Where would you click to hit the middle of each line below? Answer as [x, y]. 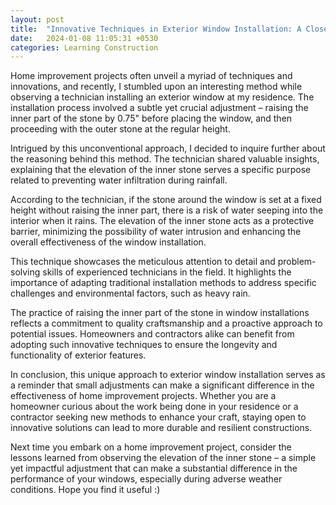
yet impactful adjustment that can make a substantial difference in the [154, 468]
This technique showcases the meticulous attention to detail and [143, 262]
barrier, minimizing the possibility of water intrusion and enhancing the [156, 232]
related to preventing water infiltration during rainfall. [119, 180]
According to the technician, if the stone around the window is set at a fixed [166, 200]
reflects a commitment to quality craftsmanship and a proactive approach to [166, 323]
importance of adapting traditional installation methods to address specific [163, 283]
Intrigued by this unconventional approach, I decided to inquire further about [168, 148]
